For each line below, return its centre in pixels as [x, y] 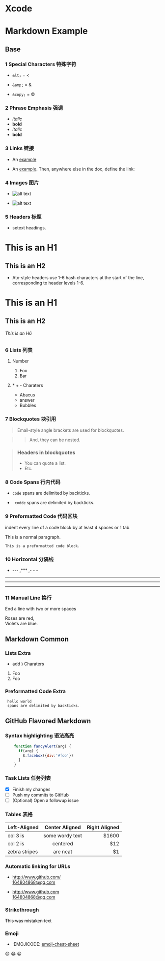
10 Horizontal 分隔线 [29, 559]
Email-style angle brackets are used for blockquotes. [70, 430]
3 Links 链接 [20, 148]
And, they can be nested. [55, 440]
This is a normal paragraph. [33, 537]
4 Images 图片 [22, 183]
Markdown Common [37, 639]
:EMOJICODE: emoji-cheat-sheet [46, 944]
